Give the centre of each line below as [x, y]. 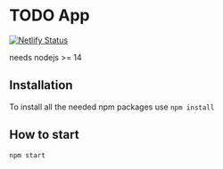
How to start [44, 135]
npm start [28, 155]
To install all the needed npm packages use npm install [112, 107]
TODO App [50, 16]
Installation [41, 85]
